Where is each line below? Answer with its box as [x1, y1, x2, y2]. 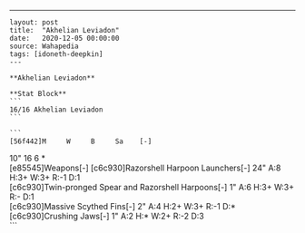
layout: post [9, 18, 59, 27]
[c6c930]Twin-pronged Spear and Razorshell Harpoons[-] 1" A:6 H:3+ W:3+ [9, 182, 295, 192]
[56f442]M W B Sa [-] [9, 137, 152, 146]
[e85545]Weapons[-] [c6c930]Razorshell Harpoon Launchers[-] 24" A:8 [9, 162, 281, 173]
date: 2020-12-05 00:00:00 [9, 34, 120, 43]
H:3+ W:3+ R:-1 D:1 [9, 172, 81, 182]
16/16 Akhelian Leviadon [9, 105, 103, 114]
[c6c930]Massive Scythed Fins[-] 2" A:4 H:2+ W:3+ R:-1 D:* [9, 201, 236, 211]
